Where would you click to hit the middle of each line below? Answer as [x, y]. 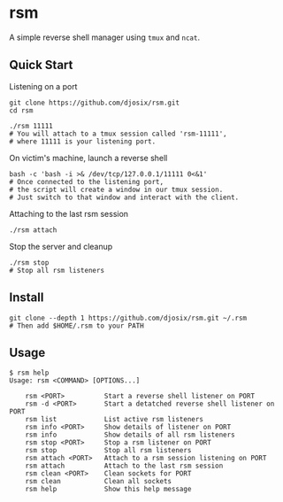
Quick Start [41, 65]
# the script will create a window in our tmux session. [116, 189]
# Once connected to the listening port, [87, 181]
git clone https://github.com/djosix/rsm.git [94, 103]
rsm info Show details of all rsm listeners [130, 435]
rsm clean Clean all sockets [99, 482]
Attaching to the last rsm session [69, 213]
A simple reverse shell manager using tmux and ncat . [105, 37]
